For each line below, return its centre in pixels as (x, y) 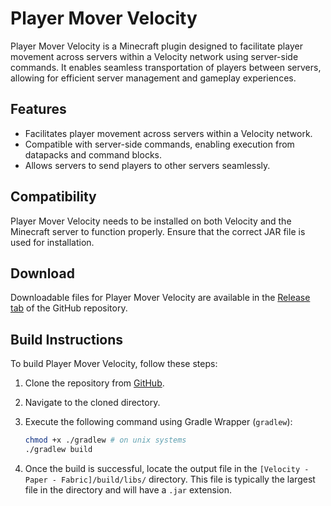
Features (38, 109)
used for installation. (52, 242)
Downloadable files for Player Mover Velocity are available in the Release (160, 298)
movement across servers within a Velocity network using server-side (154, 56)
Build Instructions (67, 339)
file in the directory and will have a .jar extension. (128, 489)
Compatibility (53, 197)
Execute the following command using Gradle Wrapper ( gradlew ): (158, 422)
